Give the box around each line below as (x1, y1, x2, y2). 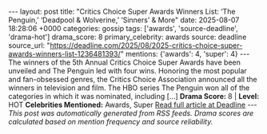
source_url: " (8, 41, 50, 50)
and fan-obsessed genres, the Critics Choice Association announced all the (8, 75, 257, 84)
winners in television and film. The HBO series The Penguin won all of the (8, 83, 250, 93)
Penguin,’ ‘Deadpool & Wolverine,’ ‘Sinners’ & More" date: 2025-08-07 (8, 15, 240, 25)
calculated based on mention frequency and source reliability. (8, 117, 213, 126)
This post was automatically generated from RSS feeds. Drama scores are (8, 108, 254, 118)
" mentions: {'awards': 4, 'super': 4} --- (120, 49, 250, 58)
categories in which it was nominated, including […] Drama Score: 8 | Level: (8, 92, 260, 100)
